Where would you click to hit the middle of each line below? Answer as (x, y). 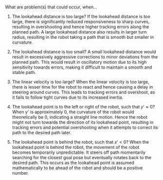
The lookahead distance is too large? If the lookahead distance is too (81, 16)
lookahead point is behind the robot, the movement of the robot (76, 147)
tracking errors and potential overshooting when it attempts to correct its (85, 127)
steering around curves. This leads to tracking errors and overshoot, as (83, 92)
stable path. (24, 72)
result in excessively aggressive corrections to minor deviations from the (85, 57)
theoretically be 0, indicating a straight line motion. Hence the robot (80, 117)
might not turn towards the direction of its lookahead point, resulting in (83, 122)
